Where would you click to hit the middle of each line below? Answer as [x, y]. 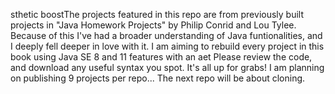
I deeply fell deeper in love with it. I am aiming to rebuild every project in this [167, 46]
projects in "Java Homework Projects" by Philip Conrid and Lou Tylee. [153, 25]
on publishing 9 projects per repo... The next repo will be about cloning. [158, 78]
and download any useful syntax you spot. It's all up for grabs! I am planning [167, 67]
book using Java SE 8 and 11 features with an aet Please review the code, [161, 57]
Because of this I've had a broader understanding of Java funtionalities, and [166, 35]
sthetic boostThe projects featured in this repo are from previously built [157, 14]
